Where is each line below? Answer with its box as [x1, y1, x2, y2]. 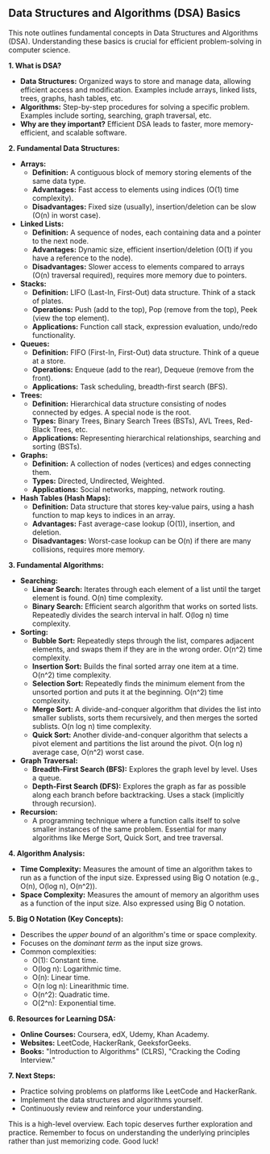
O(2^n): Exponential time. [31, 998, 117, 1007]
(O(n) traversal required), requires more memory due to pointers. [31, 270, 247, 280]
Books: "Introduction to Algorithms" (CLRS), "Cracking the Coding [19, 1046, 240, 1056]
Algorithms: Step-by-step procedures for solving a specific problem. [19, 102, 250, 111]
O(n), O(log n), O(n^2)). [19, 881, 98, 890]
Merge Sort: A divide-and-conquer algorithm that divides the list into [31, 704, 262, 714]
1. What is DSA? [8, 60, 62, 70]
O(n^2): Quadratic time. [31, 989, 110, 999]
